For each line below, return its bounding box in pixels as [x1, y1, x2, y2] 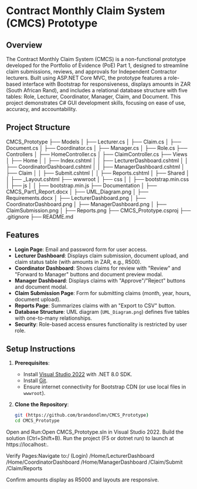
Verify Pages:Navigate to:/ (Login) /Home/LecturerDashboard [6, 453, 155, 460]
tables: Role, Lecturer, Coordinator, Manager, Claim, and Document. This [6, 93, 181, 100]
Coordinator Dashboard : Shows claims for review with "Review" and [14, 264, 181, 272]
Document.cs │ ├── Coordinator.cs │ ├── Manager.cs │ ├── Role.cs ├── [6, 144, 188, 151]
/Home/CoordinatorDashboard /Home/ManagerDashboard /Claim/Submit [6, 458, 183, 465]
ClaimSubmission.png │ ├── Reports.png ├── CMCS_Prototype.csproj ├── [6, 207, 191, 214]
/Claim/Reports [6, 465, 43, 472]
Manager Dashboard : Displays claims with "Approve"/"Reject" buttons [14, 277, 186, 284]
